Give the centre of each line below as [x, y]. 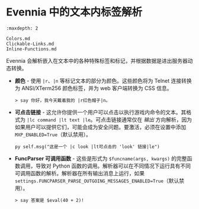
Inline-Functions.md [32, 49]
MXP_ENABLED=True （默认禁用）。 [53, 134]
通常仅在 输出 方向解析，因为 [157, 120]
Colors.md [18, 38]
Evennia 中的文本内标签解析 [74, 12]
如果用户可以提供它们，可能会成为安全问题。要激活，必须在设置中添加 [100, 127]
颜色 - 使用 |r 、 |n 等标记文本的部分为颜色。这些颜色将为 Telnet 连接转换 [103, 81]
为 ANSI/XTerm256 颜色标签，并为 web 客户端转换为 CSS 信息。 [93, 88]
